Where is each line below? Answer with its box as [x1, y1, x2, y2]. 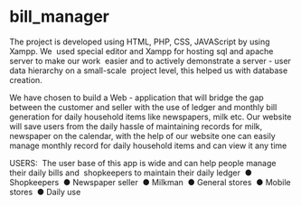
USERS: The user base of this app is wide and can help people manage [9, 157, 277, 168]
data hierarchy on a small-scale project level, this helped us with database [9, 65, 288, 76]
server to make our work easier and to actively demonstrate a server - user [9, 55, 292, 66]
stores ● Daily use [9, 186, 81, 197]
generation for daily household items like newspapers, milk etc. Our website [9, 111, 292, 122]
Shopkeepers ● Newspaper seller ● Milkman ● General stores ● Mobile [9, 176, 291, 187]
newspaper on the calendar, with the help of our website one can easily [9, 130, 276, 141]
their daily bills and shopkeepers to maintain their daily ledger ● [9, 167, 253, 178]
